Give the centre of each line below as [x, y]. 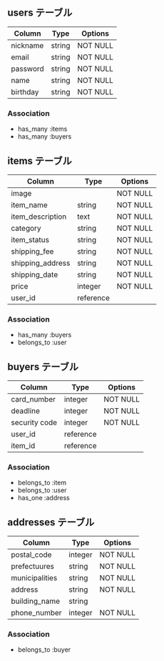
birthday [25, 91]
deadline [26, 411]
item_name [29, 204]
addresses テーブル [51, 522]
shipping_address [41, 263]
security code [34, 422]
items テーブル [40, 160]
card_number [33, 399]
